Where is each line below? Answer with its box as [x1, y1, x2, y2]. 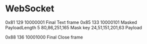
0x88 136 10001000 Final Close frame [5, 34, 83, 40]
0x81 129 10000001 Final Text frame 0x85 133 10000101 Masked [5, 19, 137, 25]
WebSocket [5, 3, 54, 14]
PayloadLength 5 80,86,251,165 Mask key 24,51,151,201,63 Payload [5, 24, 142, 30]
